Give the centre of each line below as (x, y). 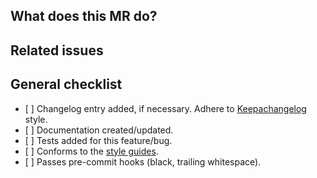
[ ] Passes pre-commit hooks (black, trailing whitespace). (143, 161)
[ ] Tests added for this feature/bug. (98, 140)
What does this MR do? (84, 16)
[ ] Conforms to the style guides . (91, 151)
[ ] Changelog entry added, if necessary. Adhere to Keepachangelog (165, 108)
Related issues (57, 50)
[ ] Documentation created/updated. (99, 130)
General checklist (66, 84)
